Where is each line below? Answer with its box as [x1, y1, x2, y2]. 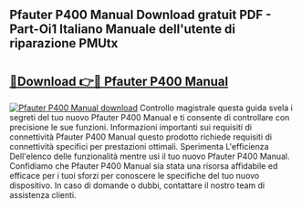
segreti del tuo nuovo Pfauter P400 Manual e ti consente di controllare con [9, 112, 290, 122]
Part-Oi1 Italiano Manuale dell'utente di [9, 22, 235, 37]
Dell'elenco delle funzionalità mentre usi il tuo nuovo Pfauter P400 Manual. [9, 151, 290, 161]
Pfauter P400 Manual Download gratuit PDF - [9, 7, 272, 23]
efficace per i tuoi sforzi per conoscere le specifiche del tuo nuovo [9, 171, 260, 181]
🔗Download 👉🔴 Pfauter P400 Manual [9, 73, 229, 89]
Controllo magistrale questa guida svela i [140, 102, 294, 113]
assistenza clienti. [9, 190, 78, 200]
